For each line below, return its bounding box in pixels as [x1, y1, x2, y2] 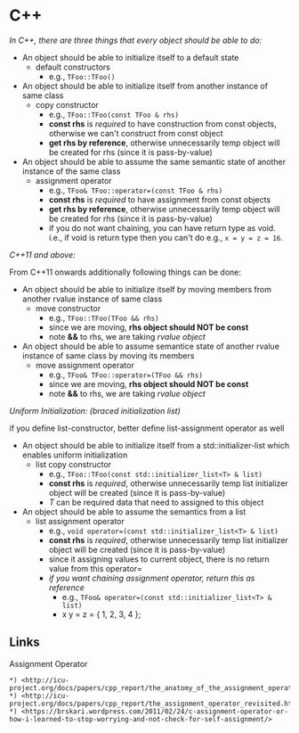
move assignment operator [35, 359, 135, 370]
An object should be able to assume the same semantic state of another [21, 156, 287, 167]
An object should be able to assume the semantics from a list [21, 506, 246, 517]
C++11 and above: [9, 249, 76, 259]
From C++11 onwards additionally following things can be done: [9, 267, 242, 277]
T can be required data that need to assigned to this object [48, 497, 264, 507]
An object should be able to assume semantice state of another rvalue [21, 341, 280, 351]
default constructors [35, 62, 111, 72]
